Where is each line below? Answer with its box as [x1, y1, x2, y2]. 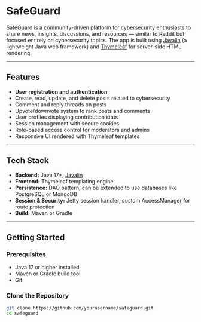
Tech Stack [6, 155, 49, 165]
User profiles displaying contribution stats [14, 114, 118, 121]
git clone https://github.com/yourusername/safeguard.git [6, 305, 154, 311]
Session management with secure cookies [14, 119, 120, 127]
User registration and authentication [14, 88, 108, 95]
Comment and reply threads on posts [14, 100, 107, 108]
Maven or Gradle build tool [14, 270, 81, 277]
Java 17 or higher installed [14, 264, 80, 271]
